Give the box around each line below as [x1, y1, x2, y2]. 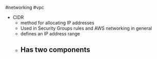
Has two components [20, 46, 91, 54]
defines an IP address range [20, 31, 81, 36]
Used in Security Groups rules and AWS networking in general [20, 25, 152, 31]
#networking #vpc [5, 5, 45, 10]
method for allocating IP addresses [20, 20, 95, 26]
